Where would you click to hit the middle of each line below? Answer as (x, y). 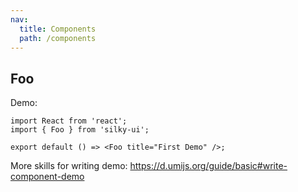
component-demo (47, 177)
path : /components (58, 38)
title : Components (58, 29)
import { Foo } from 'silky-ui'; (80, 130)
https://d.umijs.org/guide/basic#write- (208, 166)
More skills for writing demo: (69, 166)
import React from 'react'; (69, 121)
